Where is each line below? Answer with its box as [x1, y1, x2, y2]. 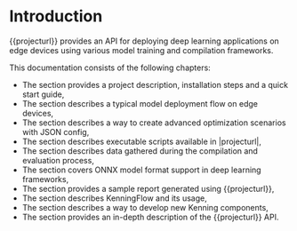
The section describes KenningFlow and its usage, [21, 193, 207, 203]
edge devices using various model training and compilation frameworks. [9, 44, 274, 55]
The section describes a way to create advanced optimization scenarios [21, 117, 286, 128]
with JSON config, [21, 126, 90, 137]
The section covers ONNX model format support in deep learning [21, 164, 261, 175]
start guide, [21, 89, 65, 100]
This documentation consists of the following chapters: [9, 62, 211, 73]
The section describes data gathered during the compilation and [21, 145, 258, 156]
